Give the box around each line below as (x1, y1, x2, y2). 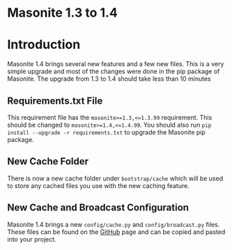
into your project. (7, 235, 57, 243)
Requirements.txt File (7, 95, 103, 107)
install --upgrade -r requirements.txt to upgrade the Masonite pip (7, 127, 206, 136)
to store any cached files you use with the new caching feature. (7, 181, 190, 189)
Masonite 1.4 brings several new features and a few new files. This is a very (7, 60, 224, 68)
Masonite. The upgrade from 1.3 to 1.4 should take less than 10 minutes (7, 75, 211, 83)
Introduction (7, 37, 81, 53)
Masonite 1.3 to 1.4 (7, 5, 118, 21)
